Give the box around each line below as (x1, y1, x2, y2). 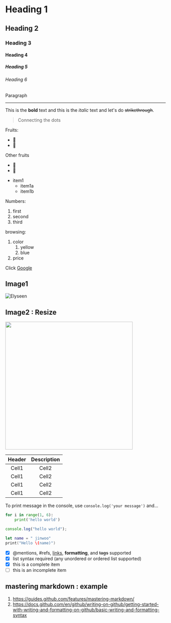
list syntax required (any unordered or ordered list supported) (12, 556, 141, 562)
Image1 (5, 280, 28, 288)
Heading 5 (5, 63, 28, 70)
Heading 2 (5, 24, 39, 33)
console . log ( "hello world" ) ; (5, 526, 67, 532)
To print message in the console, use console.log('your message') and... (5, 502, 159, 509)
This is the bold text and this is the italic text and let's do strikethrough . (5, 107, 154, 113)
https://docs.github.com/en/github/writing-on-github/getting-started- (12, 601, 159, 607)
